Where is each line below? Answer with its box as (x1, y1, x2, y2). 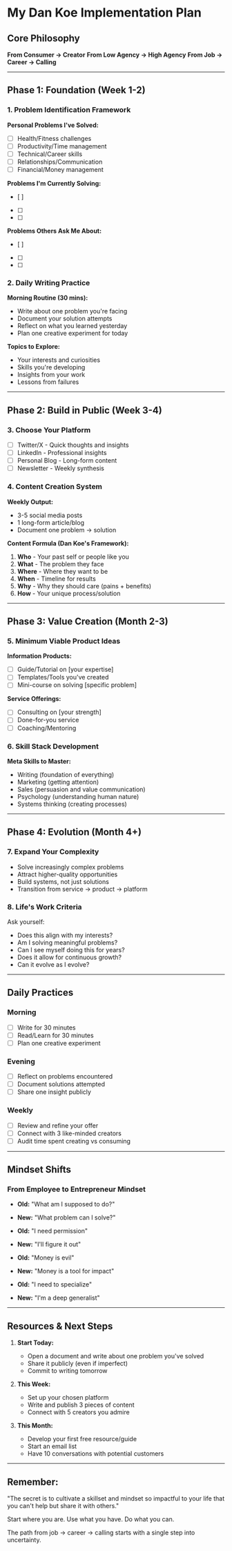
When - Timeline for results (17, 575, 97, 583)
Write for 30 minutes (17, 1023, 76, 1032)
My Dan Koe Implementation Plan (7, 5, 202, 21)
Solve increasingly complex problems (17, 863, 124, 871)
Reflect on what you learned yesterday (17, 322, 128, 330)
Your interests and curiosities (17, 356, 101, 364)
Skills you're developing (17, 363, 86, 372)
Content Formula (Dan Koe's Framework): (7, 539, 129, 547)
